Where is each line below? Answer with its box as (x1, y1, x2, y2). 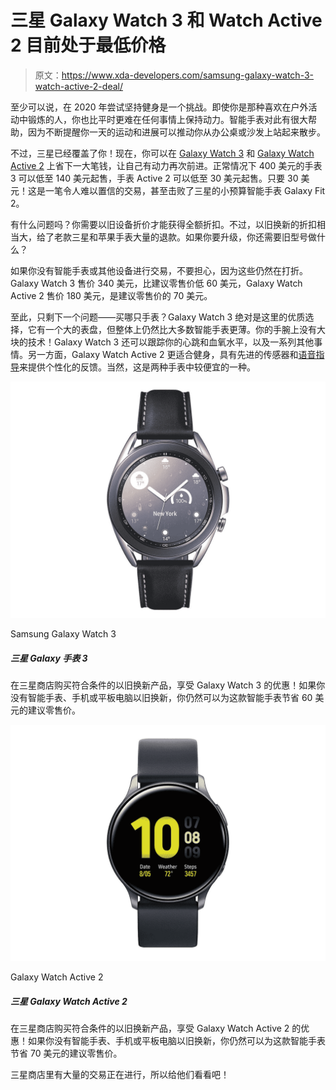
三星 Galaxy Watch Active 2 (10, 995, 128, 1007)
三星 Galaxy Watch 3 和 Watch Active (10, 9, 323, 32)
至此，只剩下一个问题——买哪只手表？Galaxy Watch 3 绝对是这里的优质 (10, 311, 306, 323)
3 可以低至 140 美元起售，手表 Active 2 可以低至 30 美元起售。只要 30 (10, 172, 299, 184)
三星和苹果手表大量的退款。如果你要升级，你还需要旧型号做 (71, 231, 317, 243)
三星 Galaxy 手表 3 (10, 652, 88, 664)
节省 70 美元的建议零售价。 (10, 1047, 123, 1059)
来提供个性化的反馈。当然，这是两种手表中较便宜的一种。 (19, 361, 256, 373)
